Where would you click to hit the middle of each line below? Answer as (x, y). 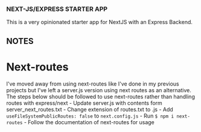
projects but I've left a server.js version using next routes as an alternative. (99, 90)
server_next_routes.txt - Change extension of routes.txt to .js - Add (90, 109)
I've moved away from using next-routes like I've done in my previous (93, 84)
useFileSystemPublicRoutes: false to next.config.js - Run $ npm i (90, 116)
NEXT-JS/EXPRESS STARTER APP (57, 9)
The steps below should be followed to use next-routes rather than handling (101, 96)
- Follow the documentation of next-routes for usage (89, 122)
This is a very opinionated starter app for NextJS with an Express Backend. (100, 22)
